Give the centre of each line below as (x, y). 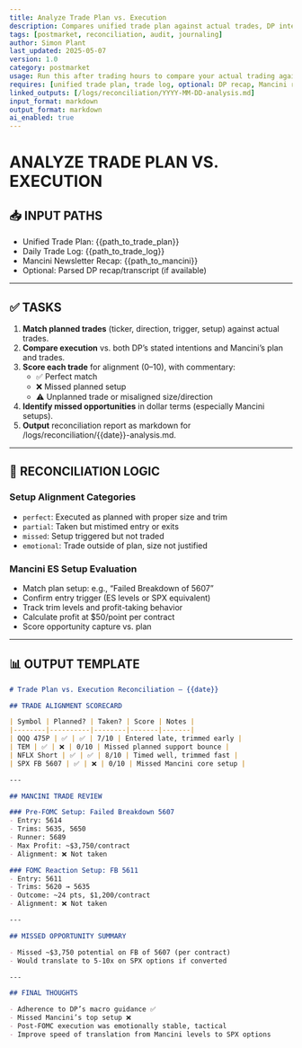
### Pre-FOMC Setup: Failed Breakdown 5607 (92, 813)
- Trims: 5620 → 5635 (50, 887)
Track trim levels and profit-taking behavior (102, 607)
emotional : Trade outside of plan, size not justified (115, 546)
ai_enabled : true (42, 118)
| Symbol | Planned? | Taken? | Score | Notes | (102, 722)
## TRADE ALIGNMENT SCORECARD (66, 706)
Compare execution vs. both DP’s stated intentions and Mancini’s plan (152, 348)
